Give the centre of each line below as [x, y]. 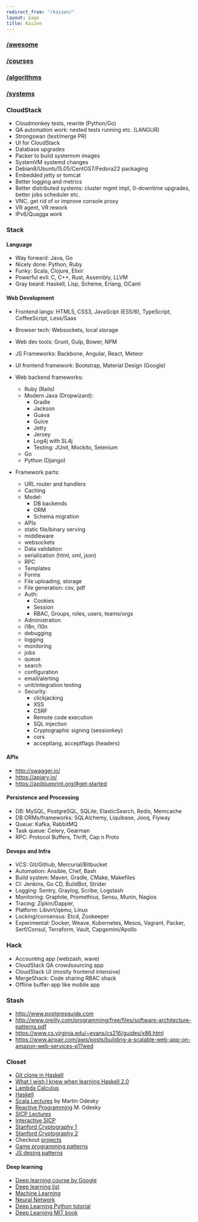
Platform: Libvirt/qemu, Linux [51, 910]
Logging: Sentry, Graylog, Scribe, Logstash [69, 891]
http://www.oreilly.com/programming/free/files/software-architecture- [103, 1020]
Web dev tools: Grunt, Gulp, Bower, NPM [66, 342]
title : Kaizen [24, 23]
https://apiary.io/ [36, 777]
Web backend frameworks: [49, 377]
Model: [33, 497]
